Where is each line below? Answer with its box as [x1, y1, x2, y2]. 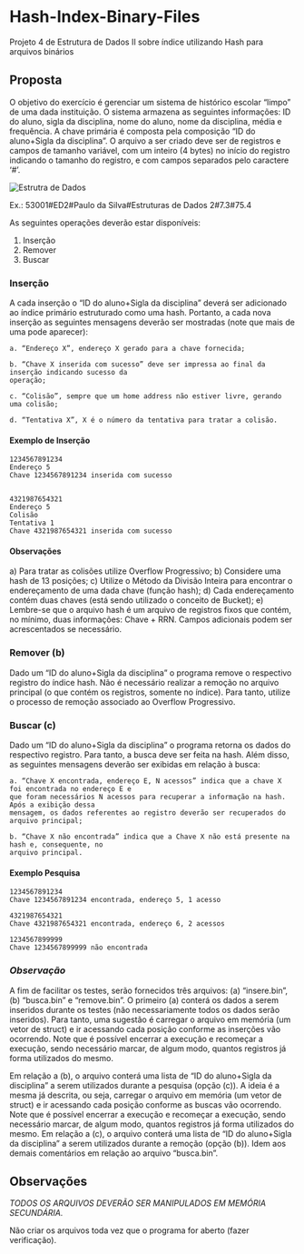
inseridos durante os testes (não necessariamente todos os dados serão [9, 1004, 280, 1015]
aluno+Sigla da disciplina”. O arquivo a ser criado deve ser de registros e [9, 135, 281, 146]
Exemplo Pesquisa [9, 867, 81, 878]
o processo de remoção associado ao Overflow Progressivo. [9, 696, 236, 707]
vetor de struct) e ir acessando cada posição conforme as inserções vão [9, 1023, 281, 1034]
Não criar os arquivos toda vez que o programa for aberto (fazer [9, 1225, 250, 1236]
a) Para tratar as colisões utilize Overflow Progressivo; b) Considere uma [9, 566, 281, 577]
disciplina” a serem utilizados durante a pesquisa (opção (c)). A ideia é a [9, 1079, 279, 1090]
